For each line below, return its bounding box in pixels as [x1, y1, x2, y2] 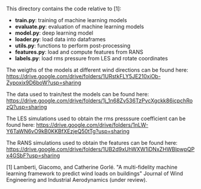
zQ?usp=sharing [6, 103, 47, 110]
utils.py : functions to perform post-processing [14, 42, 131, 49]
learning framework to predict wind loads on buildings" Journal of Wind [6, 170, 184, 177]
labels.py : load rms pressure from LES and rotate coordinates [14, 55, 168, 62]
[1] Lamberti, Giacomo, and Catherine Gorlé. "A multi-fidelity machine [6, 164, 178, 170]
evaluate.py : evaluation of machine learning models [14, 23, 144, 30]
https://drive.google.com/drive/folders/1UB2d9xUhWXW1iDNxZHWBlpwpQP [6, 146, 195, 153]
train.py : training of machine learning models [14, 17, 127, 23]
